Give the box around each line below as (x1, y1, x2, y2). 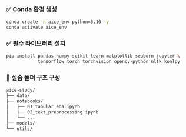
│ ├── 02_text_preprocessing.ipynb (6, 109, 99, 115)
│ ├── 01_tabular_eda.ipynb (6, 104, 81, 110)
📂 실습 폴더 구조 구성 (6, 73, 61, 82)
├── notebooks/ (6, 98, 44, 104)
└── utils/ (6, 125, 33, 132)
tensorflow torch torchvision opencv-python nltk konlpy (37, 59, 181, 65)
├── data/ (6, 93, 31, 99)
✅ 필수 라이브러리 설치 (6, 39, 66, 48)
